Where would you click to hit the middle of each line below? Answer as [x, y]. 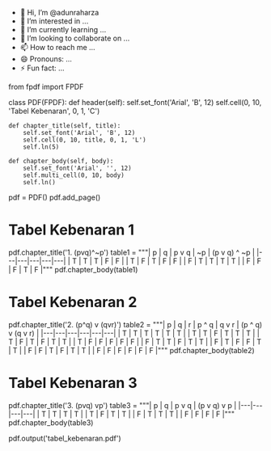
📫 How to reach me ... [57, 47]
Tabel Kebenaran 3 [73, 383]
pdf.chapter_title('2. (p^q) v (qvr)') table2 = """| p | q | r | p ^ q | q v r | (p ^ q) [135, 324]
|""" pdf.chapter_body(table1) [89, 269]
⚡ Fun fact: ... [42, 68]
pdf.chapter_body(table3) [51, 422]
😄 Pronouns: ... [46, 59]
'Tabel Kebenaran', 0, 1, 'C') [54, 111]
